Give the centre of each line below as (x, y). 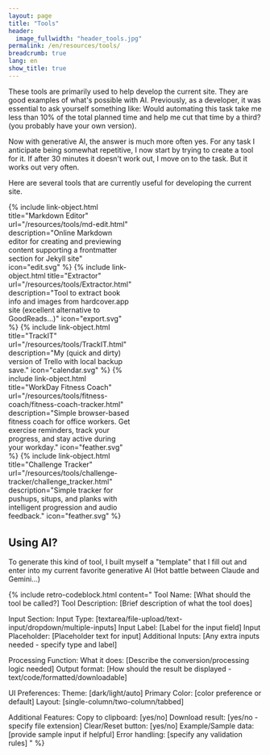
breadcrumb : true (37, 53)
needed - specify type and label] (63, 645)
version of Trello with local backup (66, 361)
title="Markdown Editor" (48, 216)
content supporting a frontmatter (63, 250)
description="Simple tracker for (61, 490)
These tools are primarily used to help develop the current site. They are (128, 91)
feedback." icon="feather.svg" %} (65, 516)
